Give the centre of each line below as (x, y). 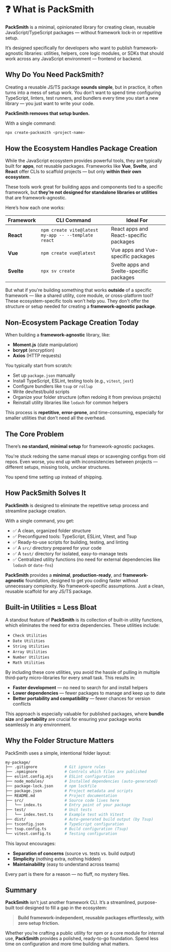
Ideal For (137, 220)
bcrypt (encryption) (34, 350)
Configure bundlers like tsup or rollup (53, 387)
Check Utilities (30, 636)
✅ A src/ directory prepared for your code (57, 548)
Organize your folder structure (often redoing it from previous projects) (87, 397)
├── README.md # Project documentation (61, 796)
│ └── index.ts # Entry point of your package (68, 805)
